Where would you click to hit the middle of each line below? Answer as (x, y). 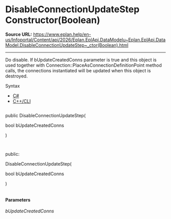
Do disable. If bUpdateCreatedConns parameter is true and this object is (81, 60)
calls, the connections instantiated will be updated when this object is (78, 70)
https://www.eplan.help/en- (62, 34)
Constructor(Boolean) (53, 20)
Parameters (18, 200)
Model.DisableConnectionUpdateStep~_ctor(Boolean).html (67, 45)
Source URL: (19, 34)
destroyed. (17, 76)
